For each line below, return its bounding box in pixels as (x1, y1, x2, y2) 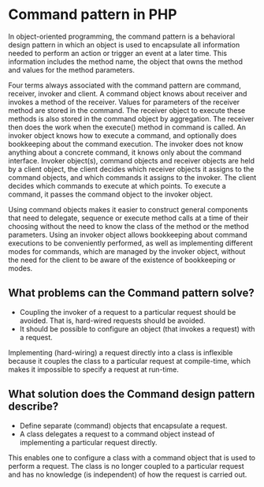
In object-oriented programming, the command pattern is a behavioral (8, 32, 235, 41)
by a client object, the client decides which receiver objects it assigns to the (8, 164, 255, 174)
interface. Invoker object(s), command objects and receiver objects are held (8, 155, 255, 165)
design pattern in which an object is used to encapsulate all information (8, 39, 240, 49)
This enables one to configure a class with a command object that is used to (8, 452, 256, 463)
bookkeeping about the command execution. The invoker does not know (8, 139, 244, 148)
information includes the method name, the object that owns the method (8, 57, 243, 66)
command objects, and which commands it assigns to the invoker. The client (8, 172, 257, 182)
